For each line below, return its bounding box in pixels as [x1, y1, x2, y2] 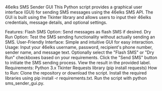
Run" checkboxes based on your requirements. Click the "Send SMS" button [5, 55, 158, 60]
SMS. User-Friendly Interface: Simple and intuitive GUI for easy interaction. [5, 39, 154, 45]
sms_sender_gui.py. [5, 80, 44, 86]
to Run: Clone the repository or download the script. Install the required [5, 70, 147, 76]
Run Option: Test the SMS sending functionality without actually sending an [5, 34, 155, 40]
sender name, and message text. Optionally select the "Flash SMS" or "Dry [5, 49, 154, 55]
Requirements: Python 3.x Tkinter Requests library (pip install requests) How [5, 65, 157, 71]
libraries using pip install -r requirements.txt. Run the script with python [5, 75, 147, 81]
